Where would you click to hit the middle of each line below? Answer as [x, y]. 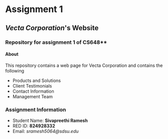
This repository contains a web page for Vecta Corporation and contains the [84, 65]
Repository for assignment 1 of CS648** [56, 42]
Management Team [32, 96]
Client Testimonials [32, 86]
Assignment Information [36, 109]
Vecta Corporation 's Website [52, 28]
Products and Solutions [37, 80]
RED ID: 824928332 [34, 126]
